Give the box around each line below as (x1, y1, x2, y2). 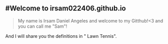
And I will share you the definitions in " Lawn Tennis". (5, 33, 117, 39)
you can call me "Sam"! (17, 23, 67, 29)
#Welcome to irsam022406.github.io (5, 4, 126, 13)
